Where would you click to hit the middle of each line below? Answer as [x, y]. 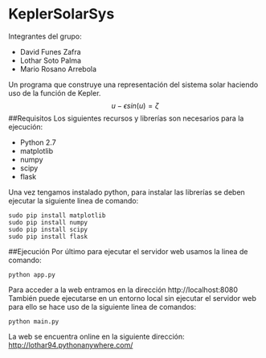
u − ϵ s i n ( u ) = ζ [135, 105]
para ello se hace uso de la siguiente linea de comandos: [102, 307]
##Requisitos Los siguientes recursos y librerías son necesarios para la [126, 118]
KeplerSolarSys [61, 14]
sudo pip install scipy [48, 229]
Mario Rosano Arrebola [58, 68]
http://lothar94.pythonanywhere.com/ [71, 345]
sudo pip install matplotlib [57, 215]
